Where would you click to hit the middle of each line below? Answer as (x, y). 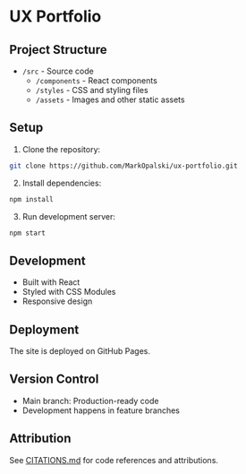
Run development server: (69, 216)
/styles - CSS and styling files (92, 90)
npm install (31, 199)
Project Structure (58, 50)
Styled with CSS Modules (69, 292)
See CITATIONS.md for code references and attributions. (114, 460)
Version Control (54, 379)
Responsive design (57, 301)
